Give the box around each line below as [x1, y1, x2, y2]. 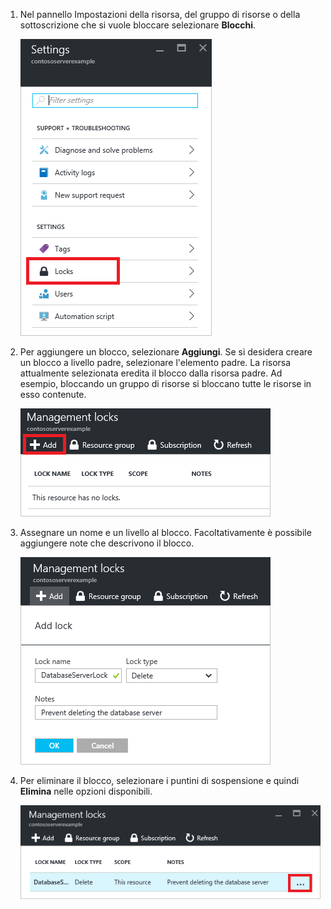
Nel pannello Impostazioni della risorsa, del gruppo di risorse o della [19, 9, 301, 20]
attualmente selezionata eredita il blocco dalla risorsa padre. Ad [19, 367, 283, 379]
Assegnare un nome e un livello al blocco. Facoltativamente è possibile [19, 527, 312, 538]
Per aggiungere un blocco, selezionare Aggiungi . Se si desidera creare [19, 346, 313, 358]
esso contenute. [19, 389, 87, 400]
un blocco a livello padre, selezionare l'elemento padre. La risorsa [19, 357, 292, 368]
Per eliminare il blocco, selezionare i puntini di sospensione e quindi [19, 775, 300, 786]
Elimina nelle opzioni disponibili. [19, 785, 153, 797]
